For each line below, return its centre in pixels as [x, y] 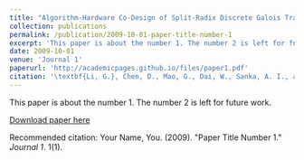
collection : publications [58, 26]
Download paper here [50, 119]
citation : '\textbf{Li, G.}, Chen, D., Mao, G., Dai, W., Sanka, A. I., [149, 77]
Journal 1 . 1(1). [36, 146]
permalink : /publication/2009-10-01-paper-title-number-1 [121, 34]
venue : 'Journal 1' [46, 60]
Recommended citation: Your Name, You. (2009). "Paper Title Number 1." [146, 137]
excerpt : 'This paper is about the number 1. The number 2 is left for [147, 43]
